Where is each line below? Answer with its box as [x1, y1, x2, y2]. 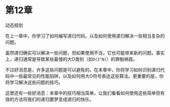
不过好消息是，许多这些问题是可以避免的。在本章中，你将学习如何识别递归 [5, 66, 160, 73]
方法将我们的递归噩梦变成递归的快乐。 [14, 96, 94, 102]
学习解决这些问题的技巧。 [9, 79, 63, 85]
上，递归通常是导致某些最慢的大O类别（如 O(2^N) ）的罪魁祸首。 [5, 56, 138, 62]
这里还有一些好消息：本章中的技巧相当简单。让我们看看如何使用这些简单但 [5, 90, 160, 96]
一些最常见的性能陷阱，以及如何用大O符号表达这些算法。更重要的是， [14, 73, 159, 79]
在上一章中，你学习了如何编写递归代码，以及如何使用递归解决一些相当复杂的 [5, 33, 165, 39]
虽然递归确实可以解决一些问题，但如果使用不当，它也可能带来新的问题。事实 [5, 50, 165, 56]
